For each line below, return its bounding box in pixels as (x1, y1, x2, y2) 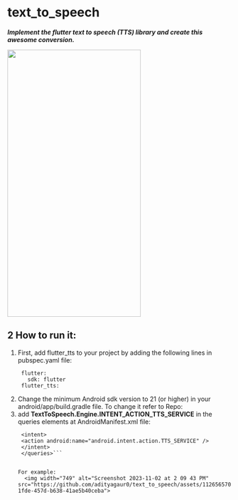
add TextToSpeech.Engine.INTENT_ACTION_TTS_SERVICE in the (17, 410, 213, 418)
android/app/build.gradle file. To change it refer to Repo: (17, 402, 183, 410)
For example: (17, 468, 57, 476)
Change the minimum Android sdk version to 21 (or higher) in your (17, 395, 211, 403)
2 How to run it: (7, 329, 77, 342)
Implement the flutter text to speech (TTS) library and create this (7, 28, 203, 36)
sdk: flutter (27, 375, 66, 383)
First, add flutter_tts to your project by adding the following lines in (17, 348, 212, 357)
